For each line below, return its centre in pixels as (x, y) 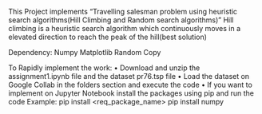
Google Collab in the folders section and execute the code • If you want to (131, 85)
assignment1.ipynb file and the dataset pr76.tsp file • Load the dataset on (129, 76)
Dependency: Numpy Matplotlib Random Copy (85, 52)
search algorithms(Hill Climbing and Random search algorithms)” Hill (121, 20)
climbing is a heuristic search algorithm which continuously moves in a (125, 28)
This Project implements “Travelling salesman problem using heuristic (123, 12)
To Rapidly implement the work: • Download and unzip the (104, 68)
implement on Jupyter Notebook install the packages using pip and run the (131, 93)
